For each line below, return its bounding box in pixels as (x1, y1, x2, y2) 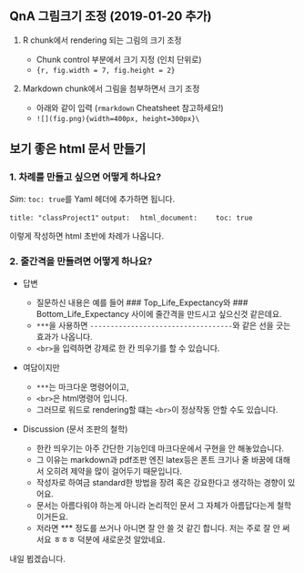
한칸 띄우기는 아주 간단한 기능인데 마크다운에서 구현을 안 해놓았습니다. (35, 443, 285, 454)
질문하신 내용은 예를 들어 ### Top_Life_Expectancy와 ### (35, 297, 248, 308)
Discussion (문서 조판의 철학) (22, 423, 128, 435)
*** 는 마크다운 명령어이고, (35, 381, 129, 392)
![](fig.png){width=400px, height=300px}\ (35, 114, 200, 123)
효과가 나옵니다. (35, 331, 93, 342)
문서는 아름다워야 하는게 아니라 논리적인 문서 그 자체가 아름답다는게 (35, 499, 275, 510)
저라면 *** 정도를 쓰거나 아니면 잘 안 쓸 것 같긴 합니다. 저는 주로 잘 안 (35, 522, 280, 533)
